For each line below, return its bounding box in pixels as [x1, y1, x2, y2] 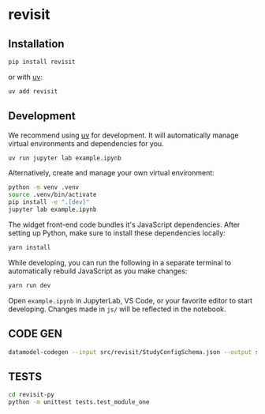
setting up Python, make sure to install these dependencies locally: [8, 228, 226, 238]
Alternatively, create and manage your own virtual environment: [8, 168, 215, 178]
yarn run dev [8, 281, 51, 289]
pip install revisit [8, 58, 77, 66]
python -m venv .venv [8, 183, 80, 191]
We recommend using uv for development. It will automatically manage [8, 130, 239, 140]
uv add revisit [8, 87, 58, 96]
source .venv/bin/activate [8, 191, 97, 199]
